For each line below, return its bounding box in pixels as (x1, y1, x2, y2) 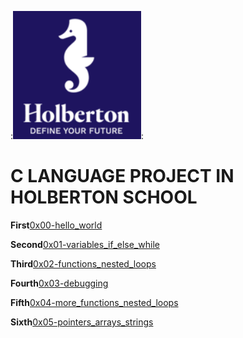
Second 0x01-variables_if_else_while (10, 238, 160, 250)
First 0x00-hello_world (10, 219, 103, 231)
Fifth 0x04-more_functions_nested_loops (10, 296, 179, 308)
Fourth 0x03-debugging (10, 277, 109, 289)
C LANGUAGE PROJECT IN (10, 165, 235, 188)
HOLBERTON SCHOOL (10, 186, 198, 209)
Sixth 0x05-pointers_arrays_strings (10, 316, 154, 328)
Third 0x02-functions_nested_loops (10, 257, 157, 270)
